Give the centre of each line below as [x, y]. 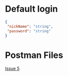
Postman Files [34, 55]
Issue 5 [12, 69]
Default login [32, 9]
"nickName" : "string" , [30, 26]
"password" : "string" [29, 31]
